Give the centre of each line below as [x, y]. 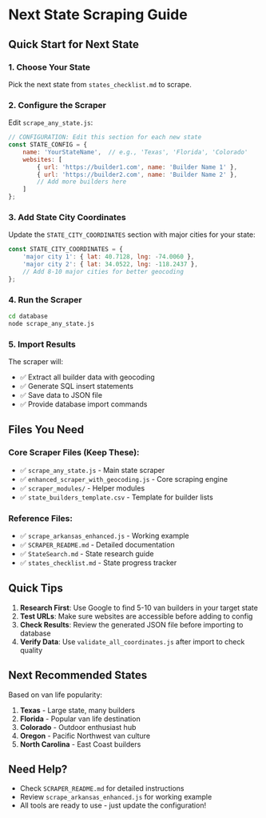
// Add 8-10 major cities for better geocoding [103, 271]
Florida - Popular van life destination [80, 719]
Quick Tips [36, 589]
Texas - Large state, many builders [77, 710]
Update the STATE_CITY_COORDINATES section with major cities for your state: [132, 235]
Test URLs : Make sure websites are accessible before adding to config [136, 616]
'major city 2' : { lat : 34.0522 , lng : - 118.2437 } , [110, 265]
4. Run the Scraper [45, 299]
